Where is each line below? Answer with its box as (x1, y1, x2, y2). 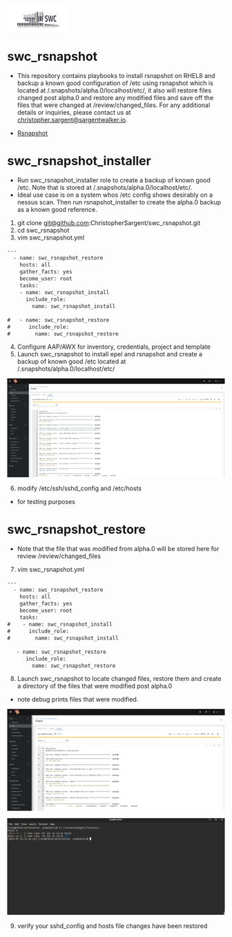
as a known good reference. (17, 205, 98, 213)
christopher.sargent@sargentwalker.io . (17, 115, 128, 124)
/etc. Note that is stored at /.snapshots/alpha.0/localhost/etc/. (17, 183, 193, 191)
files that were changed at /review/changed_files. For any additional (17, 101, 211, 109)
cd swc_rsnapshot (17, 226, 70, 234)
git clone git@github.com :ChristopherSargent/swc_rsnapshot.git (17, 218, 201, 226)
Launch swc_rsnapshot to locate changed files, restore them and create (17, 675, 222, 683)
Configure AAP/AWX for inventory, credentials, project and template (17, 342, 211, 351)
